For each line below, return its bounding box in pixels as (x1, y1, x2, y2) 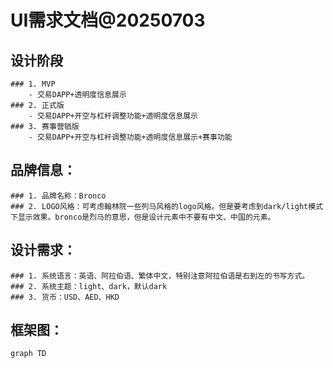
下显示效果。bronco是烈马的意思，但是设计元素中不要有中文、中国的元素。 (10, 212, 276, 222)
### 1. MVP (10, 79, 56, 89)
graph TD (10, 349, 47, 359)
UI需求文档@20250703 (10, 9, 206, 32)
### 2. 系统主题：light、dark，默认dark (10, 281, 168, 291)
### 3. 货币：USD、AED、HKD (10, 292, 120, 302)
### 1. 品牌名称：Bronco (10, 191, 107, 201)
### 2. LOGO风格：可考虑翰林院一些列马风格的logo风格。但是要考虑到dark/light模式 (10, 201, 324, 211)
